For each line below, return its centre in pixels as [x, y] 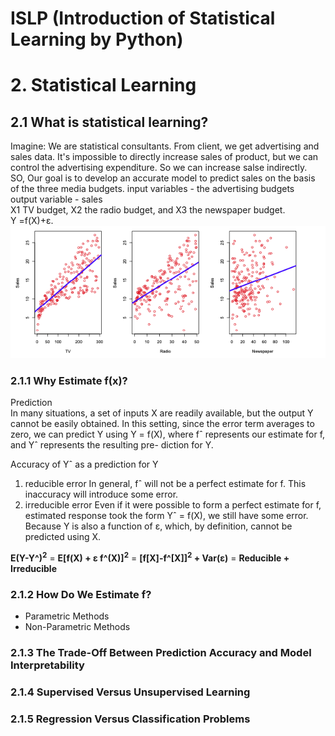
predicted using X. [63, 537]
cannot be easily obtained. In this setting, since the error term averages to [162, 424]
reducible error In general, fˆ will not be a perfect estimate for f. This [165, 484]
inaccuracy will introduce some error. [101, 494]
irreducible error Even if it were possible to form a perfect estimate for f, [173, 505]
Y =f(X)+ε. [32, 221]
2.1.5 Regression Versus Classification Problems [130, 719]
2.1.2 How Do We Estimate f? [81, 594]
